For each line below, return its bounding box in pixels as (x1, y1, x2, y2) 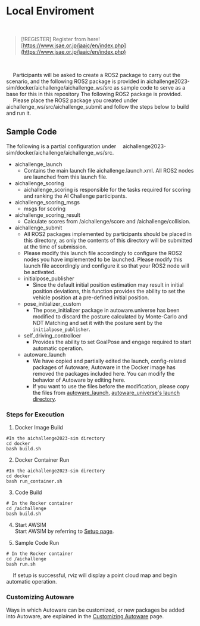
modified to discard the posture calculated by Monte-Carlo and (32, 312, 187, 320)
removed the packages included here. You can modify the (32, 370, 175, 377)
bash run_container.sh (6, 478, 62, 484)
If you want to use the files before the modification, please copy (32, 382, 189, 389)
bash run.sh (6, 561, 36, 567)
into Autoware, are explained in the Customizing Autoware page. (6, 613, 164, 620)
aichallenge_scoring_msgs (14, 198, 80, 205)
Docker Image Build (14, 424, 64, 431)
